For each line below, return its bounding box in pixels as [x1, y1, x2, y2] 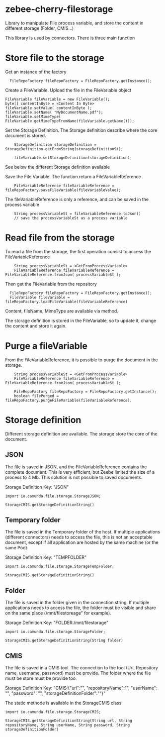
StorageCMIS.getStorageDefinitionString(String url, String [5, 718, 133, 723]
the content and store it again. [5, 322, 67, 329]
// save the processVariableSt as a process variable [14, 215, 128, 220]
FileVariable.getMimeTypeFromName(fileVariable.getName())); [5, 118, 135, 123]
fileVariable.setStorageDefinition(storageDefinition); [14, 155, 133, 160]
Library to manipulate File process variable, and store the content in [5, 20, 144, 26]
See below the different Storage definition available [5, 164, 110, 170]
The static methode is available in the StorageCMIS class [5, 700, 122, 706]
